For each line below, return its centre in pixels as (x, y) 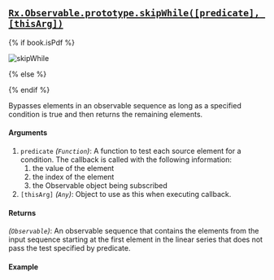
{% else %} (28, 74)
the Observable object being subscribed (100, 186)
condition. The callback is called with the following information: (126, 160)
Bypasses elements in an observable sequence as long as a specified (125, 105)
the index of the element (73, 177)
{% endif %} (29, 90)
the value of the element (73, 168)
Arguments (28, 133)
